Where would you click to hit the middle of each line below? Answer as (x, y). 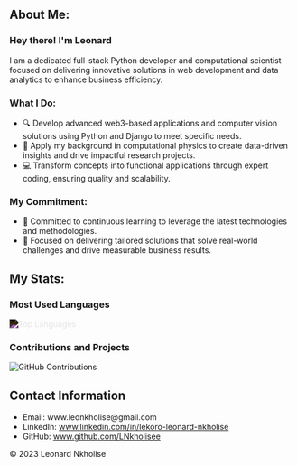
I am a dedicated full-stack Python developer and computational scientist (145, 60)
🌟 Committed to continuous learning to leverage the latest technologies (154, 221)
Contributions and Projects (70, 347)
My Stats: (37, 279)
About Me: (40, 15)
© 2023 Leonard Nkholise (58, 454)
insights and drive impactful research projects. (109, 155)
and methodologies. (60, 231)
